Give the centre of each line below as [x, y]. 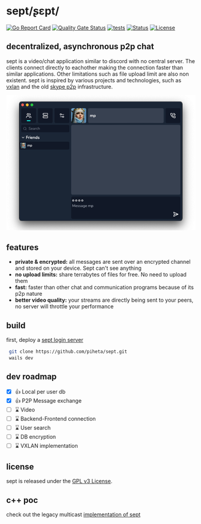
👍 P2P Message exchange [48, 400]
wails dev [21, 358]
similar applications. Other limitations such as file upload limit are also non [97, 74]
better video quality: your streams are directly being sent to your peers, [104, 300]
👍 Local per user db [40, 391]
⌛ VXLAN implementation [46, 445]
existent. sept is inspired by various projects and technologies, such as [94, 80]
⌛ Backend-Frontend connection [55, 418]
